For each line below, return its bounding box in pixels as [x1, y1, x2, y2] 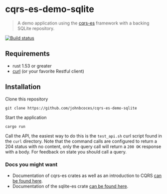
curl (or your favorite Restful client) [12, 68, 85, 74]
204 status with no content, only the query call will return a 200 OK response [5, 143, 162, 149]
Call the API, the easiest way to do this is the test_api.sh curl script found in [5, 132, 162, 138]
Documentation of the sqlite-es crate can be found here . [12, 183, 129, 189]
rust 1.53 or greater [12, 62, 52, 68]
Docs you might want [5, 161, 58, 168]
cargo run [5, 124, 26, 129]
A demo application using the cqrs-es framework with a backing [17, 20, 150, 26]
